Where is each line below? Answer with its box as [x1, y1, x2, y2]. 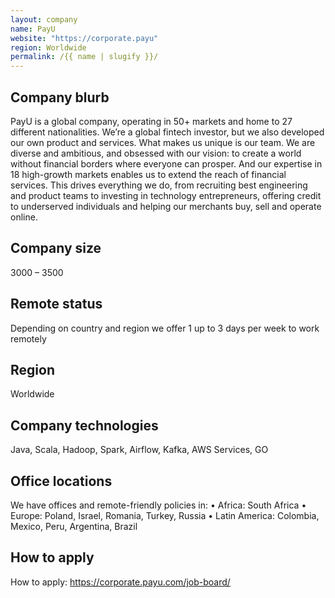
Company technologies [10, 417, 159, 434]
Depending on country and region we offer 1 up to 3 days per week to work [10, 322, 320, 334]
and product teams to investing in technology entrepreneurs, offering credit [10, 189, 322, 201]
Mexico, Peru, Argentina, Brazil [10, 521, 138, 532]
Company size [10, 240, 102, 257]
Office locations [10, 472, 113, 490]
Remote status [10, 296, 103, 313]
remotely [10, 332, 47, 345]
